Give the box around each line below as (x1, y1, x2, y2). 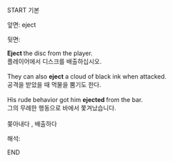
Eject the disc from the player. (7, 49, 93, 57)
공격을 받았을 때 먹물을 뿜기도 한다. (7, 81, 102, 88)
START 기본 (7, 6, 40, 14)
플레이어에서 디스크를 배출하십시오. (7, 57, 102, 65)
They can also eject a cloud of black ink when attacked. (7, 72, 167, 81)
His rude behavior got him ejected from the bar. (7, 96, 143, 103)
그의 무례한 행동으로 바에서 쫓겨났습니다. (7, 104, 116, 112)
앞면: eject (7, 21, 37, 29)
